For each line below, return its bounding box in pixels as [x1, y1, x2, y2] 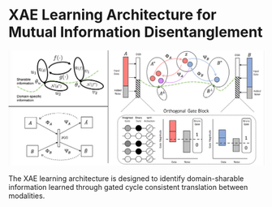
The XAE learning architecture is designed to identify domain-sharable [8, 173, 244, 183]
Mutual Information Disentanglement [8, 23, 263, 41]
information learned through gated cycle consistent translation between [8, 182, 248, 192]
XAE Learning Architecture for [8, 6, 217, 24]
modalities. [8, 191, 45, 201]
